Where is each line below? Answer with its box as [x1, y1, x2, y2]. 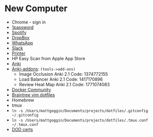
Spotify [11, 29, 26, 35]
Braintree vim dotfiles [11, 91, 55, 98]
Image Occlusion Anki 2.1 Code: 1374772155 [19, 71, 108, 77]
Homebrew [11, 97, 34, 103]
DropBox [11, 35, 30, 41]
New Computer [4, 3, 68, 14]
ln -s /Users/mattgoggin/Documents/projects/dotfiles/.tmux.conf [11, 118, 148, 123]
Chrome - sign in [11, 19, 46, 25]
